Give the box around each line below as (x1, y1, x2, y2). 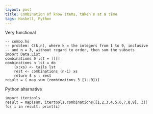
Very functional (5, 30, 36, 36)
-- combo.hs (5, 39, 29, 44)
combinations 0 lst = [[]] (5, 56, 60, 61)
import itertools (5, 96, 41, 101)
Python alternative (5, 86, 42, 92)
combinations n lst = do (5, 61, 56, 66)
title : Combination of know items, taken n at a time (5, 12, 118, 17)
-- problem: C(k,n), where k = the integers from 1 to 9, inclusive (5, 44, 148, 48)
